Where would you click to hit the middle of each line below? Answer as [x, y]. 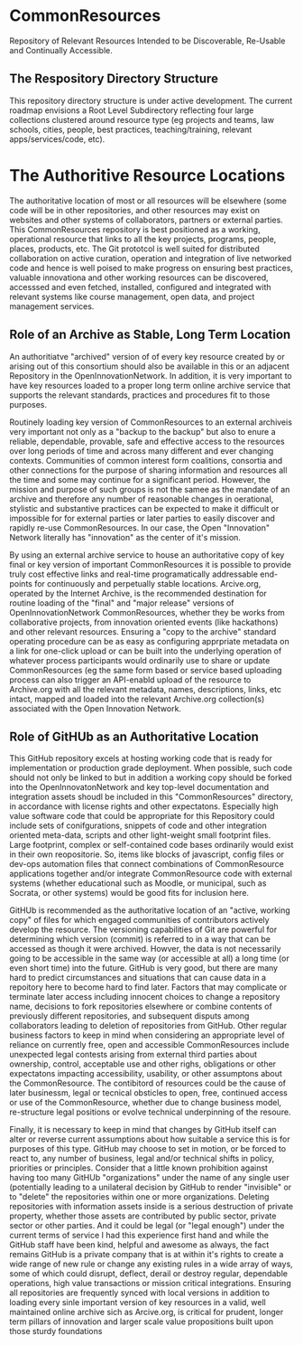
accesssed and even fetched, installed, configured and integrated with [141, 287]
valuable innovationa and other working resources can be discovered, [139, 277]
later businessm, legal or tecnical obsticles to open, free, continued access [149, 1093]
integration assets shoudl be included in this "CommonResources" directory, [151, 797]
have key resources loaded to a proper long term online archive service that [150, 385]
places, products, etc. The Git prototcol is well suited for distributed [134, 249]
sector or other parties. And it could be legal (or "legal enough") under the [147, 1226]
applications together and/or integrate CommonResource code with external [151, 874]
